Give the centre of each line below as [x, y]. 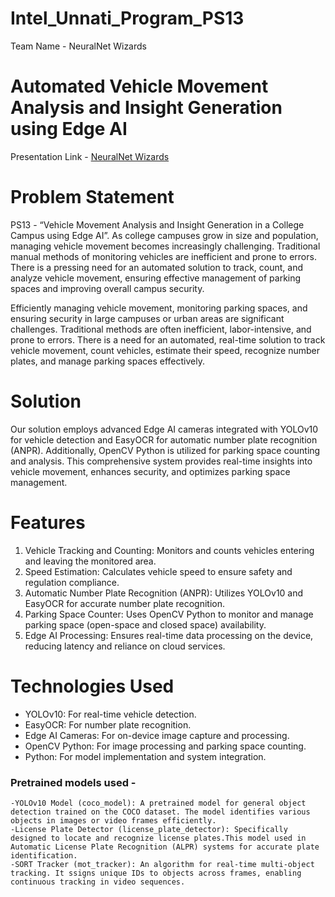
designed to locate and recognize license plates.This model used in [158, 838]
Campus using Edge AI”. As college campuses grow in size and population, [164, 235]
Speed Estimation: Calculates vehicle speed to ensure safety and [158, 571]
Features [48, 522]
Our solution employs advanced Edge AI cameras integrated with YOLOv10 [164, 429]
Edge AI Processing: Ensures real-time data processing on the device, [169, 635]
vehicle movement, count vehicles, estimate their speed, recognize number [165, 350]
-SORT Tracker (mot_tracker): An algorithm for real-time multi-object [162, 864]
